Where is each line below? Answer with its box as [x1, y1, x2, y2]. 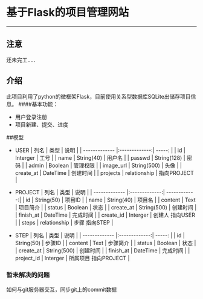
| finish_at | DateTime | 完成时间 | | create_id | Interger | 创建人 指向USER [14, 211, 195, 218]
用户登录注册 [14, 113, 47, 120]
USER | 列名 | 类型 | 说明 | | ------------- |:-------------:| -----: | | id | [14, 146, 185, 154]
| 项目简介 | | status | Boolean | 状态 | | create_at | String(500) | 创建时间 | [14, 203, 197, 211]
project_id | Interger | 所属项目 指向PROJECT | [14, 254, 130, 261]
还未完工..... [6, 56, 36, 64]
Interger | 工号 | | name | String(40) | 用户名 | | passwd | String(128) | [14, 154, 185, 161]
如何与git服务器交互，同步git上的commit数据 [6, 286, 117, 293]
